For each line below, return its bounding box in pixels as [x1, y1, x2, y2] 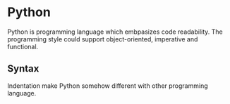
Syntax [7, 63, 40, 74]
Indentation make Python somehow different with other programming [7, 82, 208, 90]
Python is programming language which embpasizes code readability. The [7, 27, 224, 36]
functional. [7, 42, 39, 51]
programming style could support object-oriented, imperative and [7, 34, 198, 43]
